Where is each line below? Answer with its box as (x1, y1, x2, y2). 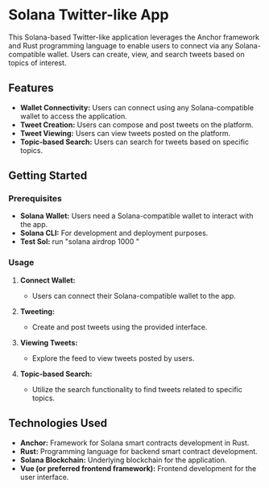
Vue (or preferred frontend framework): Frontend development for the (19, 463, 257, 473)
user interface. (19, 472, 69, 482)
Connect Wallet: (19, 275, 76, 285)
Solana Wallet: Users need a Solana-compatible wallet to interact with (19, 211, 254, 221)
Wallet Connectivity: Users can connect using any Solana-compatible (19, 102, 255, 112)
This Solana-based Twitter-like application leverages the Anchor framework (8, 32, 260, 42)
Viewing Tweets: (19, 337, 78, 347)
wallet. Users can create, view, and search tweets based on (47, 49, 246, 59)
